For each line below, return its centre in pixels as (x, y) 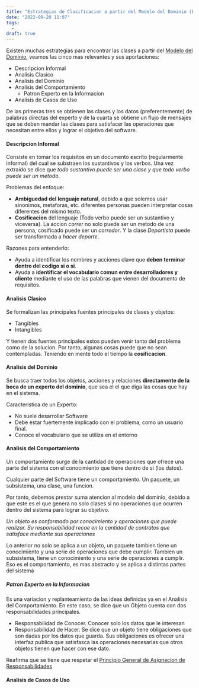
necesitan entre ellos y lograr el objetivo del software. (72, 130)
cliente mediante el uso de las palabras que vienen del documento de (100, 279)
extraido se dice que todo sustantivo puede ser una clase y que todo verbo (98, 170)
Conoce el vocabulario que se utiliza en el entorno (76, 435)
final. (21, 428)
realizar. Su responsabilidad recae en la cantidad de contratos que (88, 527)
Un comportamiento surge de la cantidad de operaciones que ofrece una (95, 461)
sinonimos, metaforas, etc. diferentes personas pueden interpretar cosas (104, 205)
